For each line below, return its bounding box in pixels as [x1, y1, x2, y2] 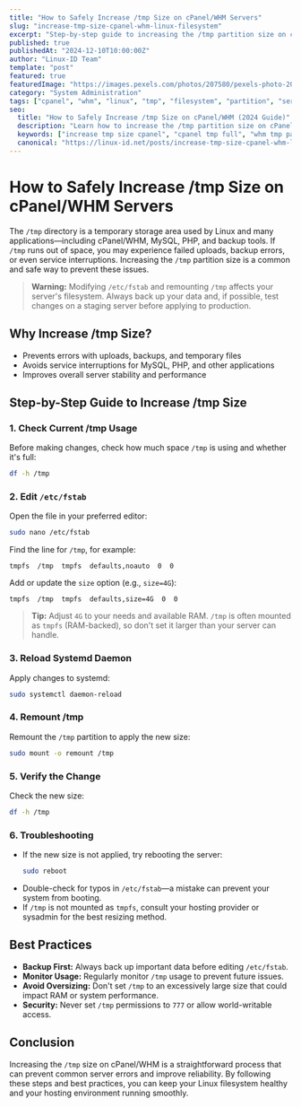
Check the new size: [9, 790, 85, 801]
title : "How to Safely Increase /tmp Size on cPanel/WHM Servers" [9, 13, 262, 22]
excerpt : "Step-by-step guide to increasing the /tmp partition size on [9, 30, 287, 39]
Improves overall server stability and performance [21, 369, 207, 379]
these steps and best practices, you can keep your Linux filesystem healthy [9, 1077, 288, 1088]
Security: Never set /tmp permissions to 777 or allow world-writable [21, 999, 272, 1010]
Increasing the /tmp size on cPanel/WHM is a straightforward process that [9, 1059, 282, 1069]
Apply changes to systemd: [9, 672, 110, 683]
